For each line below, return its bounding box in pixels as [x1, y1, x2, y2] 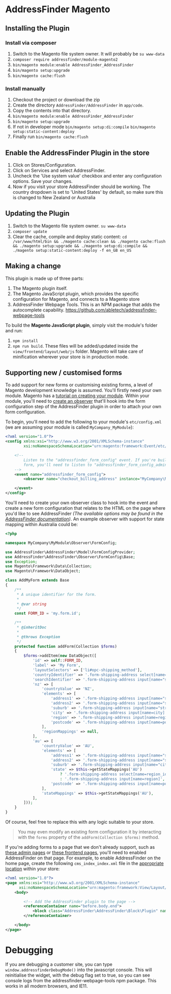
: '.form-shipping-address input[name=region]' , [60, 776, 165, 782]
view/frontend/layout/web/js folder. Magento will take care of [12, 348, 144, 354]
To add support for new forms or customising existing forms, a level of [5, 382, 153, 388]
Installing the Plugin [5, 24, 70, 33]
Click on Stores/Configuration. [12, 162, 76, 168]
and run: [5, 327, 23, 333]
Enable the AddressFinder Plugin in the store [5, 148, 150, 157]
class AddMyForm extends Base [5, 578, 70, 583]
